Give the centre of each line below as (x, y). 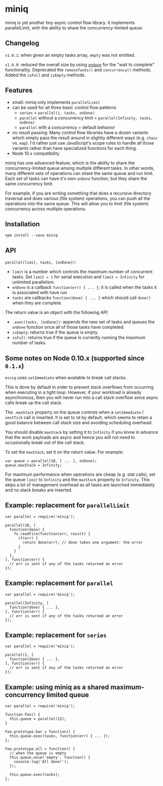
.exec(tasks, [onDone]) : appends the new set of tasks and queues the (83, 322)
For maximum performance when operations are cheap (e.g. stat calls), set (80, 474)
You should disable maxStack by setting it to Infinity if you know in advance (82, 432)
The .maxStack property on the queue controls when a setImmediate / (74, 412)
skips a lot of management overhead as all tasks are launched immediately (80, 485)
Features (19, 90)
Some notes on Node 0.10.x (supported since (75, 358)
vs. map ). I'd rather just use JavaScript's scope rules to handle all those (83, 143)
